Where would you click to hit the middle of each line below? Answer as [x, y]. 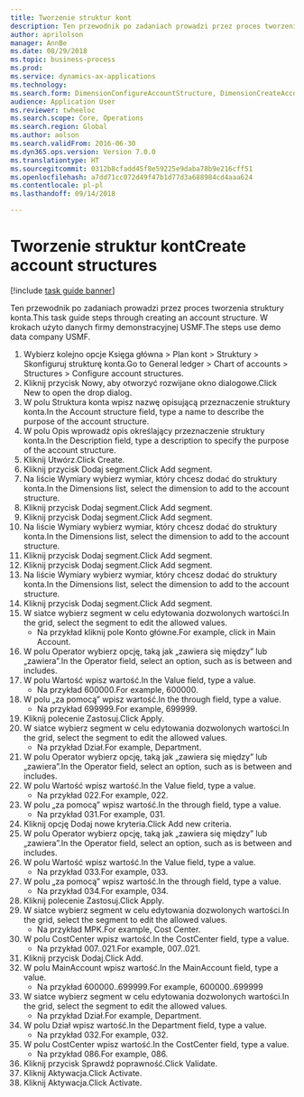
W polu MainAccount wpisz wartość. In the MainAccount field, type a [151, 967]
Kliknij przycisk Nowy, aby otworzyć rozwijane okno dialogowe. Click [150, 383]
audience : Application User [63, 101]
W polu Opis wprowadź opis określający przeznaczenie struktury [144, 430]
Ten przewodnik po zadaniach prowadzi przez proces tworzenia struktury [147, 308]
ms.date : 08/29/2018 [49, 51]
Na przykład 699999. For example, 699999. [117, 708]
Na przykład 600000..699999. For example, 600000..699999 [150, 986]
